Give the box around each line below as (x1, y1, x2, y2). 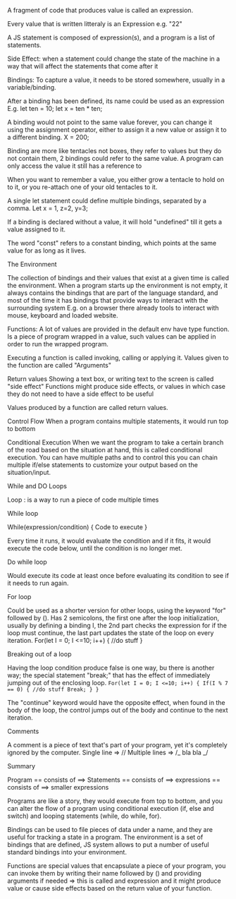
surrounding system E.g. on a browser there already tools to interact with (7, 303, 220, 312)
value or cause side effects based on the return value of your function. (7, 884, 213, 892)
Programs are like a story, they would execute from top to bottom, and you (7, 797, 223, 805)
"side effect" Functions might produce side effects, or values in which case (7, 382, 225, 390)
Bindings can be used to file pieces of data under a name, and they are (7, 826, 213, 833)
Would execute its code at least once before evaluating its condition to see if (7, 572, 229, 579)
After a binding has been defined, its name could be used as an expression (7, 97, 225, 105)
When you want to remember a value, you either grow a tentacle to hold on (7, 176, 225, 183)
